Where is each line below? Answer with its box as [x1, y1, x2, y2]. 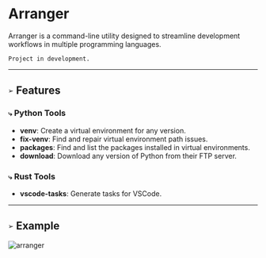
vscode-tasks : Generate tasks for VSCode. [19, 188, 162, 198]
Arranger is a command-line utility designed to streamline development [8, 31, 241, 40]
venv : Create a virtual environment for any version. [19, 125, 186, 135]
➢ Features [8, 84, 61, 98]
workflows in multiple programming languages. [8, 39, 161, 48]
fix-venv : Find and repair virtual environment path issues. [19, 134, 208, 144]
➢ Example [8, 219, 60, 233]
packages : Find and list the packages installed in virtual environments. [19, 142, 251, 152]
